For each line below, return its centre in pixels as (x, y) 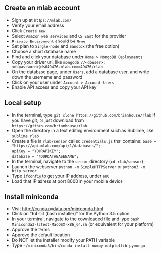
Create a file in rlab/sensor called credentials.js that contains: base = (84, 141)
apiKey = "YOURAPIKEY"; (36, 151)
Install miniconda (32, 197)
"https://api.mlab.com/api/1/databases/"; (56, 146)
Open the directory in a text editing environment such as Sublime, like (82, 130)
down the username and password (47, 77)
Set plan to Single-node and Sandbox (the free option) (65, 46)
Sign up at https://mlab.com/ (41, 20)
